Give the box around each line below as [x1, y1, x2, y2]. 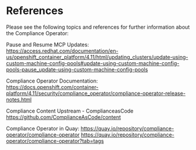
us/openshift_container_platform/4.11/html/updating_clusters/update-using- [6, 53, 188, 60]
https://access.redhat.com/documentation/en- [6, 47, 119, 54]
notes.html [6, 96, 32, 103]
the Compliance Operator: [6, 29, 69, 36]
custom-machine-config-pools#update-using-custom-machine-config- [6, 60, 180, 67]
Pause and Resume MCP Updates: [6, 41, 89, 48]
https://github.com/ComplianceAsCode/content [6, 113, 121, 121]
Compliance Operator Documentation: [6, 77, 98, 84]
